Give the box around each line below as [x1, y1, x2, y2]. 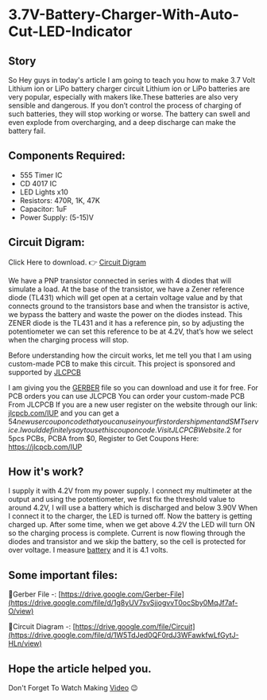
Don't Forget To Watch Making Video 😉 [8, 683, 138, 693]
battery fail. [8, 126, 46, 135]
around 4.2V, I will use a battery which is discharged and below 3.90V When [8, 503, 258, 513]
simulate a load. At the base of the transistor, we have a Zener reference [8, 284, 245, 294]
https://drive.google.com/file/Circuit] [75, 622, 195, 632]
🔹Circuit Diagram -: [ [8, 622, 75, 632]
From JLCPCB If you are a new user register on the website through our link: [8, 400, 258, 409]
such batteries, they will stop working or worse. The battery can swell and [8, 109, 250, 119]
